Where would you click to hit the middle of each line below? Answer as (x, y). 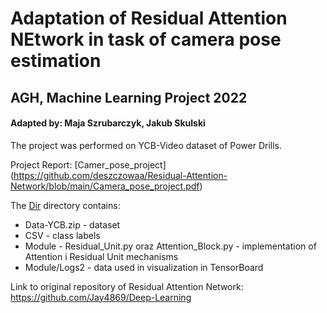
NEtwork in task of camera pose (146, 39)
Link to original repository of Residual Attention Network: (127, 286)
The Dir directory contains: (65, 205)
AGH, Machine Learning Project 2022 (129, 97)
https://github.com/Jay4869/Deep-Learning (101, 297)
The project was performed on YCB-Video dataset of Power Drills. (146, 145)
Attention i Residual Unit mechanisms (101, 256)
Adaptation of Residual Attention (149, 18)
